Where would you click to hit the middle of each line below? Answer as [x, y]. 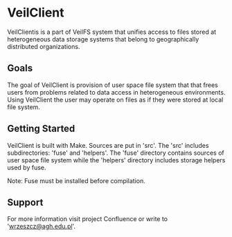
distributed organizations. [44, 46]
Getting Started [41, 129]
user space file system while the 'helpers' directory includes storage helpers [116, 160]
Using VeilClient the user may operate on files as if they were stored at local [115, 99]
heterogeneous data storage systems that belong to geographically [103, 39]
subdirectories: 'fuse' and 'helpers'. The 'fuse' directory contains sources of [116, 153]
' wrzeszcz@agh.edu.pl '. [42, 227]
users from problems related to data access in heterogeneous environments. [116, 92]
